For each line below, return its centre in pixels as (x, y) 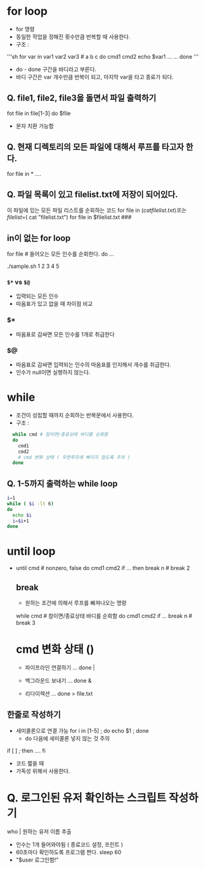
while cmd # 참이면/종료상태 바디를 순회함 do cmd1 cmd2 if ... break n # (104, 616)
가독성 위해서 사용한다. (43, 771)
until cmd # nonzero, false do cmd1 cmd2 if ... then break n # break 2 (103, 568)
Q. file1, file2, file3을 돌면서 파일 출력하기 (82, 98)
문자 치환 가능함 (35, 126)
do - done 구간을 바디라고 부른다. (56, 69)
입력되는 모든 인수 (37, 296)
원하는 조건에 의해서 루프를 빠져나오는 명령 (76, 603)
